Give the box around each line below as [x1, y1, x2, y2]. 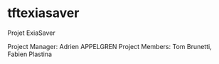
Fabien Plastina [7, 50, 52, 58]
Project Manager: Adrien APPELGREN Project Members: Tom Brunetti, [7, 42, 212, 50]
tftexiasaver [7, 5, 80, 21]
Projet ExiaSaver [7, 28, 55, 37]
